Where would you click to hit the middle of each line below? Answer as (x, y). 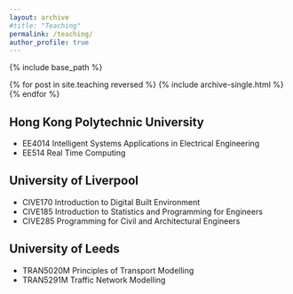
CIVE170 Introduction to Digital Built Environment (111, 202)
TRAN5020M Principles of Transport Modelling (108, 270)
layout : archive (39, 17)
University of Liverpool (74, 181)
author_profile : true (49, 42)
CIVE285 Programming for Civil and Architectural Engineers (131, 221)
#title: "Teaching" (45, 26)
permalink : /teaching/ (51, 34)
